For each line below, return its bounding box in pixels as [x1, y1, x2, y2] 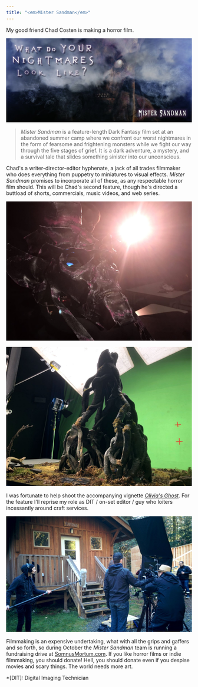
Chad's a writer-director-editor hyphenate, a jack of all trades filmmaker [6, 164, 181, 171]
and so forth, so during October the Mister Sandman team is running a [6, 644, 177, 651]
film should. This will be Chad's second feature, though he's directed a [6, 183, 178, 190]
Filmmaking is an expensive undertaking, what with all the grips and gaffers [6, 638, 190, 645]
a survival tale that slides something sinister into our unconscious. [20, 153, 181, 160]
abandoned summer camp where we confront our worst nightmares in [20, 134, 192, 141]
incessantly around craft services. [6, 504, 89, 511]
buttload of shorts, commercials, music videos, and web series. [6, 189, 160, 197]
